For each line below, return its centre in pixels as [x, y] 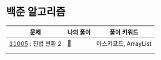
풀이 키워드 [124, 32]
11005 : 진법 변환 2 [35, 44]
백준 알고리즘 [36, 12]
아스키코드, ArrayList [124, 44]
